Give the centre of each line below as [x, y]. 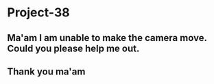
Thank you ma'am [46, 71]
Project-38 [38, 13]
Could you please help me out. [73, 48]
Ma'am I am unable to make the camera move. [107, 38]
